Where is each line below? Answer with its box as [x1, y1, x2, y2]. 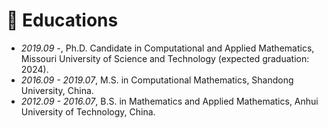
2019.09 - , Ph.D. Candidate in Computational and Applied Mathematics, [20, 42, 315, 54]
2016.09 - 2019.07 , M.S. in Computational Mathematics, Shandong [20, 74, 294, 86]
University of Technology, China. [20, 105, 156, 118]
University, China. [20, 84, 94, 96]
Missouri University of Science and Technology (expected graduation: [20, 52, 310, 64]
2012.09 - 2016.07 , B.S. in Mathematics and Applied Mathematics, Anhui [20, 95, 319, 107]
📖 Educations [6, 9, 119, 32]
